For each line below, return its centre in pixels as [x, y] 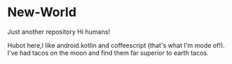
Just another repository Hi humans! [59, 32]
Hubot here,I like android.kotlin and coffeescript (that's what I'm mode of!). [116, 45]
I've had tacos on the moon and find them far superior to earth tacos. [108, 53]
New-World [42, 12]
